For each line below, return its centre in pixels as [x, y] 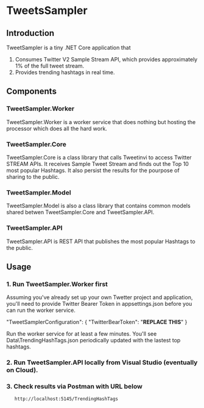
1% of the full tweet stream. [50, 66]
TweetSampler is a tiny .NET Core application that [69, 47]
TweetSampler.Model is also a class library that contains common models [98, 206]
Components [31, 92]
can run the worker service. [41, 310]
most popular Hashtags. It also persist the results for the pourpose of [93, 170]
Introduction [30, 33]
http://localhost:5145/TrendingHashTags [66, 399]
